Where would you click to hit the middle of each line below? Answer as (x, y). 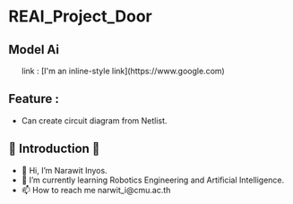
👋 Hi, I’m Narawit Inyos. (65, 170)
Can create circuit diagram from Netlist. (94, 120)
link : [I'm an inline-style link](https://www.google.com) (123, 71)
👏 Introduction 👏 (54, 149)
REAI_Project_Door (81, 17)
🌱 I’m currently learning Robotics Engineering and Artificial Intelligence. (153, 180)
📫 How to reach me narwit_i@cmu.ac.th (96, 190)
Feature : (34, 99)
